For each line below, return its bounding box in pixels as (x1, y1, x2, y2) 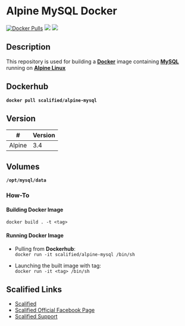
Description (6, 42, 51, 52)
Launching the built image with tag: (14, 262, 101, 269)
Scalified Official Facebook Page (14, 306, 95, 314)
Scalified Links (6, 284, 62, 294)
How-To (6, 191, 30, 199)
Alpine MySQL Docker (6, 4, 117, 18)
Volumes (6, 161, 40, 171)
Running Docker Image (6, 232, 64, 239)
